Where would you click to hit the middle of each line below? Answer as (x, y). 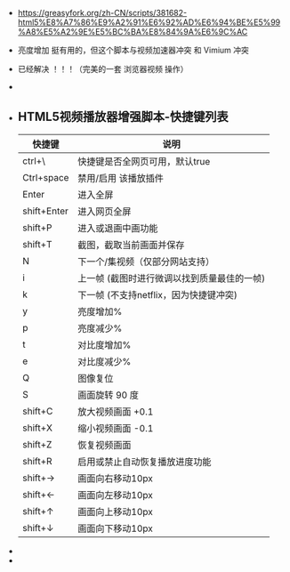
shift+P (37, 228)
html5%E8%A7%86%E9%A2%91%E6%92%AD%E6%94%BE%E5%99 (149, 22)
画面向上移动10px (116, 512)
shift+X (37, 428)
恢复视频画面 (105, 445)
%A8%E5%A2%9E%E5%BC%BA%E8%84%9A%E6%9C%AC (133, 32)
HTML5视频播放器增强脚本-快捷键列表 (123, 117)
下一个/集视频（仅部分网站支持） (146, 262)
